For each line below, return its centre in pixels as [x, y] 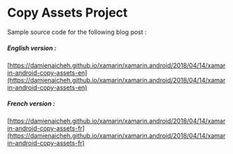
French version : [31, 103]
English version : [32, 48]
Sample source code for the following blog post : [77, 32]
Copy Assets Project [67, 13]
